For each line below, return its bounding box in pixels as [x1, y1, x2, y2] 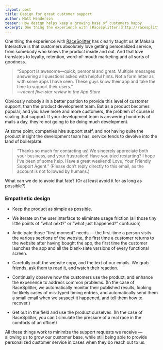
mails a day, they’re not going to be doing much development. [5, 119, 129, 125]
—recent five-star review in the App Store [16, 89, 100, 95]
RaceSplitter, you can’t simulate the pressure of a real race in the [12, 315, 142, 320]
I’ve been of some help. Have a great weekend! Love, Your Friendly [16, 158, 151, 164]
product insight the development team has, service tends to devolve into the [5, 134, 158, 139]
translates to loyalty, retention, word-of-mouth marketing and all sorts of [5, 54, 149, 60]
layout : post [5, 7, 32, 12]
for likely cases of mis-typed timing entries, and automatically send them [12, 290, 158, 296]
